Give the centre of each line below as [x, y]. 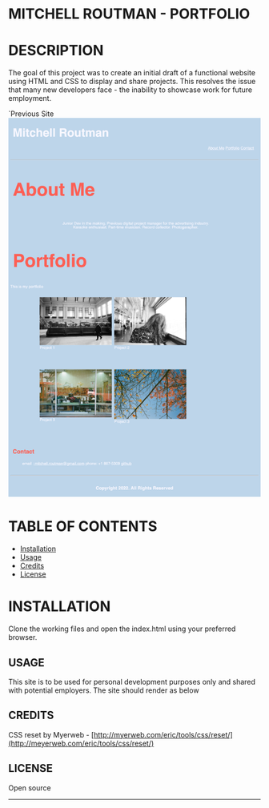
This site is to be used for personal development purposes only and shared [132, 681]
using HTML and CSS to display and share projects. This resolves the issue [132, 82]
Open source [30, 788]
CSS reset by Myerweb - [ [51, 734]
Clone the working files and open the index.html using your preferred [122, 629]
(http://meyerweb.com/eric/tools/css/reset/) [81, 743]
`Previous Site [31, 114]
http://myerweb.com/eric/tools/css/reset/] [163, 734]
